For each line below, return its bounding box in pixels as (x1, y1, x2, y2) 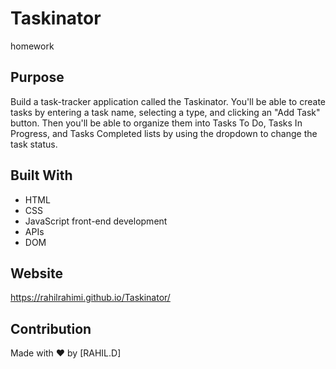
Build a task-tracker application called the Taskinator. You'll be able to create (10, 95, 326, 107)
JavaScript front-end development (24, 215, 168, 227)
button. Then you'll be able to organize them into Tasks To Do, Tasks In (10, 117, 303, 129)
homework (10, 40, 55, 52)
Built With (10, 167, 73, 184)
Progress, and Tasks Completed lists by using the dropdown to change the (10, 127, 318, 139)
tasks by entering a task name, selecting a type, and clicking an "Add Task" (10, 106, 321, 118)
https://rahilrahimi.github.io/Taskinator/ (10, 292, 171, 304)
